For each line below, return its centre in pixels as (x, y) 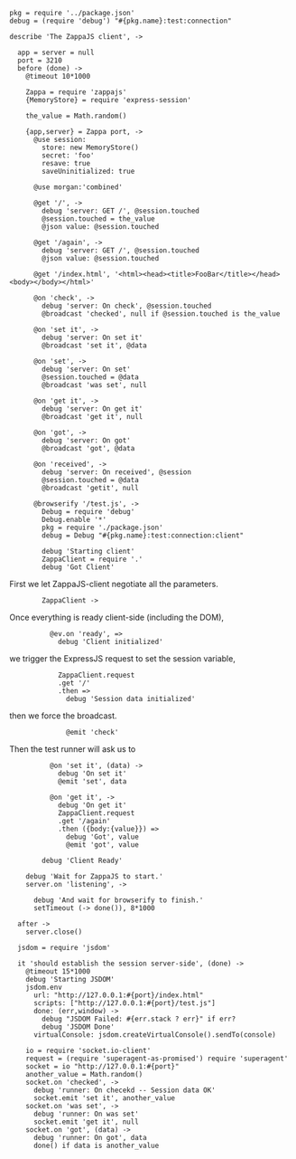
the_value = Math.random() (76, 116)
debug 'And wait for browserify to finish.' (118, 900)
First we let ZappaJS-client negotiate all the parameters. (114, 584)
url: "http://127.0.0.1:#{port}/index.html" (118, 995)
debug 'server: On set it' (92, 337)
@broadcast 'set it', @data (94, 346)
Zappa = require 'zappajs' (76, 92)
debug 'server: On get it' (92, 409)
